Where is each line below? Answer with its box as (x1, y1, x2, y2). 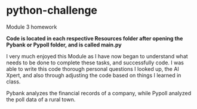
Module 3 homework (6, 23, 57, 30)
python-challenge (6, 4, 97, 17)
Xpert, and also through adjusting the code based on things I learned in (6, 71, 181, 79)
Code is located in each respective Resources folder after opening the (6, 35, 183, 42)
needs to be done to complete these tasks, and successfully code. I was (6, 59, 184, 66)
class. (6, 78, 21, 85)
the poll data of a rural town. (6, 96, 76, 103)
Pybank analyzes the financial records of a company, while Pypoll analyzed (6, 89, 192, 96)
